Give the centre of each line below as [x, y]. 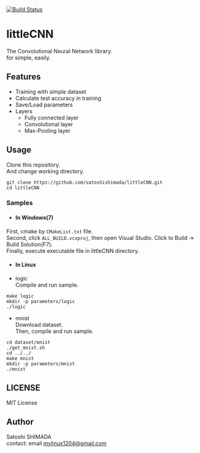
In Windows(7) [34, 218]
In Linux [26, 265]
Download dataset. [39, 324]
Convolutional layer [49, 124]
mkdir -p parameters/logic [41, 301]
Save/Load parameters [44, 105]
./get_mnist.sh [26, 348]
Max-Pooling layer [47, 130]
